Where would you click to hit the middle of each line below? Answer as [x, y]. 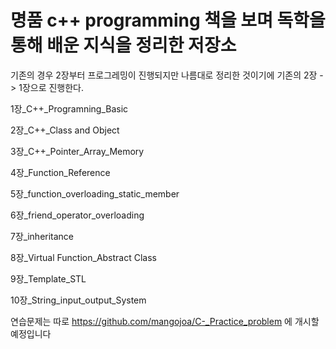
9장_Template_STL [48, 278]
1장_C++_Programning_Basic [69, 108]
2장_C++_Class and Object [65, 130]
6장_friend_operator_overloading [77, 215]
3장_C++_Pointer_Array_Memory [77, 151]
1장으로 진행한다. [51, 87]
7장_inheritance [42, 236]
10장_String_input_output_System [78, 300]
